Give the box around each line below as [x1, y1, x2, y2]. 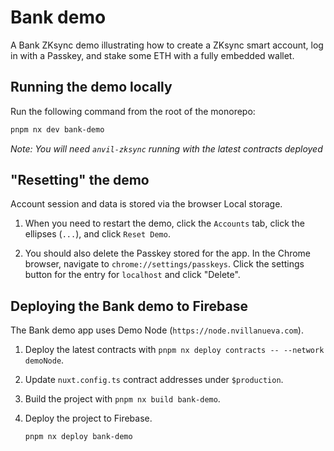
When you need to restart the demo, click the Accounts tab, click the [24, 217, 305, 230]
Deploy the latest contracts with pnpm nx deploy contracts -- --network [24, 344, 325, 356]
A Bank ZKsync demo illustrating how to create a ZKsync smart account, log [10, 39, 324, 51]
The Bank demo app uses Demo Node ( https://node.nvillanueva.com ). [10, 324, 304, 336]
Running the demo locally [10, 79, 173, 96]
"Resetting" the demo [10, 172, 150, 189]
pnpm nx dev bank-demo [10, 124, 105, 135]
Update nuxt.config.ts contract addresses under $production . [24, 374, 284, 386]
